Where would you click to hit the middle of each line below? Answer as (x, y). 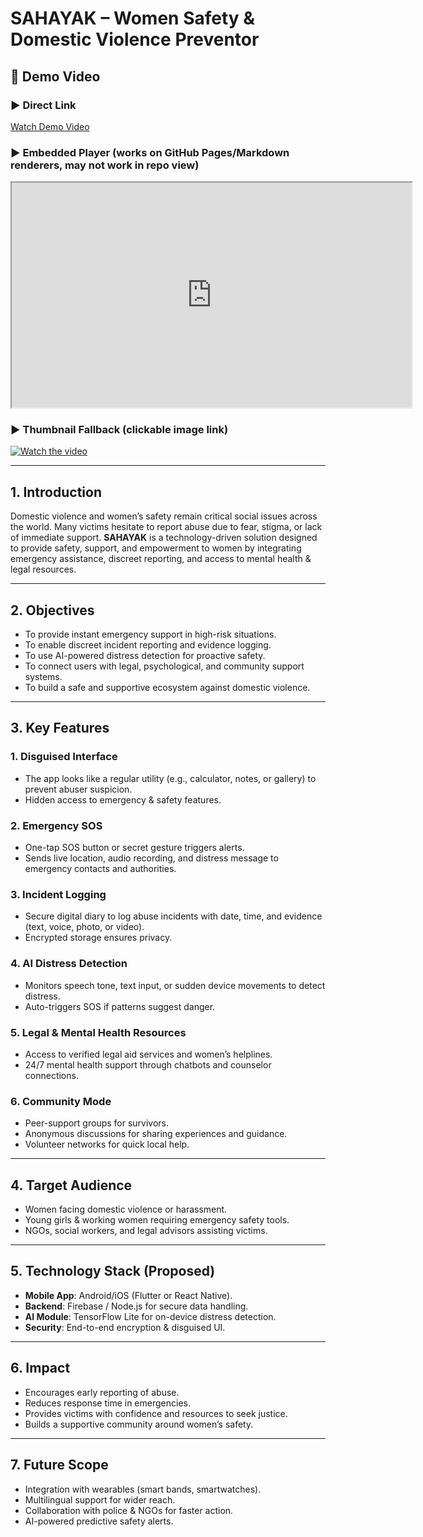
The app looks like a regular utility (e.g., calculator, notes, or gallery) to (170, 778)
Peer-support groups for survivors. (97, 1123)
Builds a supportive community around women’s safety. (139, 1424)
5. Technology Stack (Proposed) (113, 1271)
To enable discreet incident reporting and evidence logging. (148, 645)
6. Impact (40, 1368)
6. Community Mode (61, 1101)
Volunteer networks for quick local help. (107, 1144)
